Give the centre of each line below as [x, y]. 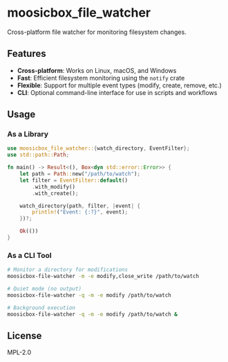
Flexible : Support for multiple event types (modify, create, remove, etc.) [120, 85]
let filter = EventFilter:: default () [74, 180]
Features [27, 54]
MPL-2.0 [19, 352]
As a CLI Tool [29, 255]
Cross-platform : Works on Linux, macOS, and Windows [97, 70]
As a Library [28, 135]
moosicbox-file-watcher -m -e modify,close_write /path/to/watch [103, 276]
